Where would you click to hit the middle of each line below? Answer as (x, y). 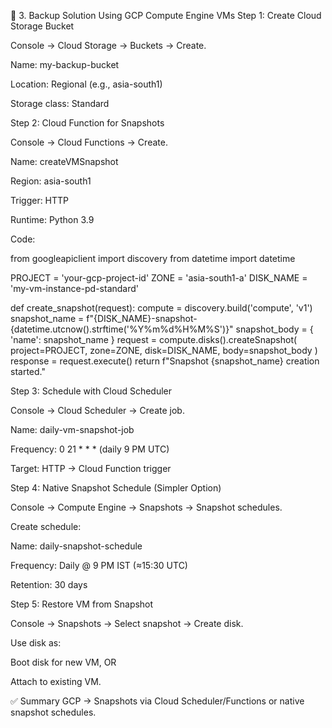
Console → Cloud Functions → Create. (89, 142)
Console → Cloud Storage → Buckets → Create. (108, 45)
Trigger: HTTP (40, 200)
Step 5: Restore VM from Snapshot (82, 604)
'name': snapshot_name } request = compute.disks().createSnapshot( (154, 339)
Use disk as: (36, 643)
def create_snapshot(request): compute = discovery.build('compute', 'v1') (161, 308)
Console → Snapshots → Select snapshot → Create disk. (127, 623)
